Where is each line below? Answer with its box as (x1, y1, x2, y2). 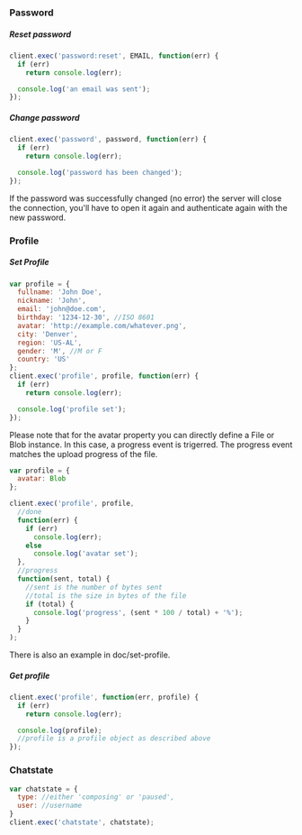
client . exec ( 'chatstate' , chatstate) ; (9, 818, 155, 827)
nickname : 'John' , (17, 296, 87, 306)
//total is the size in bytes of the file (25, 591, 187, 601)
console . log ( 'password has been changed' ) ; (17, 168, 182, 177)
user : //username (17, 801, 83, 811)
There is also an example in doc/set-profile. (9, 649, 171, 660)
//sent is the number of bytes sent (25, 583, 164, 592)
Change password (9, 112, 80, 123)
